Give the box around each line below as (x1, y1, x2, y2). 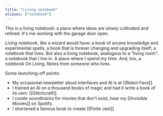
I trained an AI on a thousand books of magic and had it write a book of (12, 85, 156, 91)
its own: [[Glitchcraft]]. (12, 90, 58, 96)
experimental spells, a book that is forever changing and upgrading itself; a (5, 45, 156, 51)
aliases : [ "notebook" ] (5, 12, 51, 17)
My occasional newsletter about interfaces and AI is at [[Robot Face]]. (12, 79, 154, 86)
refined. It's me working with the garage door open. (5, 30, 109, 36)
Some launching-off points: (5, 70, 60, 76)
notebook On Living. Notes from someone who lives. (5, 61, 111, 67)
